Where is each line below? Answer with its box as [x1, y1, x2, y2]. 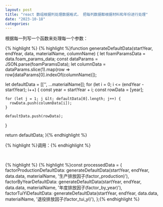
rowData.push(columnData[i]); [9, 101, 72, 106]
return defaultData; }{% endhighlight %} [5, 132, 87, 138]
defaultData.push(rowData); [5, 114, 64, 119]
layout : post [5, 7, 32, 12]
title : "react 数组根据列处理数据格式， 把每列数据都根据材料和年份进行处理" [5, 12, 148, 17]
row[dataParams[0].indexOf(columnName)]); [5, 72, 97, 78]
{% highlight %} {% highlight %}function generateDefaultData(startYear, [5, 45, 153, 51]
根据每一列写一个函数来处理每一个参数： [5, 35, 88, 41]
